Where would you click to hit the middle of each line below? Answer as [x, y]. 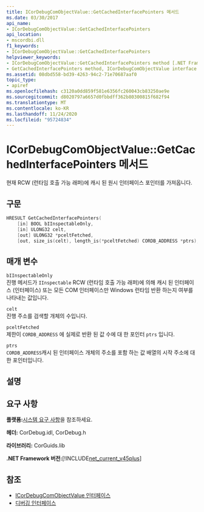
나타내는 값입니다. [28, 298]
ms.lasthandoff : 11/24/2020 [42, 114]
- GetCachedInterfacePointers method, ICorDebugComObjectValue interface [102, 69]
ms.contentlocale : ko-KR [38, 108]
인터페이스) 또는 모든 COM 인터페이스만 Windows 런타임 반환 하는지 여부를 [104, 290]
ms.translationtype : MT [36, 102]
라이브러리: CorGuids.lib [36, 446]
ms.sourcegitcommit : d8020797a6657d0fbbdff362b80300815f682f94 [88, 97]
